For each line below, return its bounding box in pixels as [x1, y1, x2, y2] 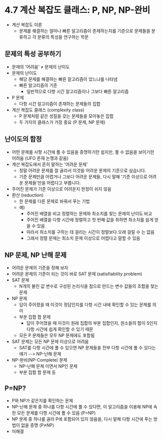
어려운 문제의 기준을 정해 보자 [11, 265, 68, 271]
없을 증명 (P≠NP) [21, 422, 54, 428]
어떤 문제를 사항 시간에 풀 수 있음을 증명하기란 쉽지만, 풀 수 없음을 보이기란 [11, 149, 155, 155]
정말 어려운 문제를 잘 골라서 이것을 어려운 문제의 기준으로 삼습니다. [19, 167, 146, 173]
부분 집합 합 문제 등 [19, 370, 56, 376]
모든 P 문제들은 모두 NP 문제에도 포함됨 [19, 333, 95, 339]
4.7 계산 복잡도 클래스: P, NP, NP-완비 [4, 4, 151, 16]
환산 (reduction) [11, 192, 44, 198]
